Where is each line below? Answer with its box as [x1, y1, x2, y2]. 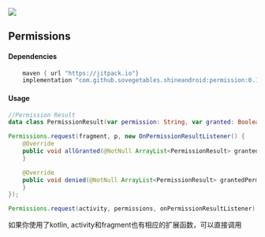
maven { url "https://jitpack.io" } [22, 69, 140, 77]
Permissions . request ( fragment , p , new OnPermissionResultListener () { [8, 132, 245, 141]
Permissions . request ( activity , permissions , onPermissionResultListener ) [8, 205, 256, 213]
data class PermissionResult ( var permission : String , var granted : [8, 118, 235, 126]
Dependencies [8, 51, 58, 61]
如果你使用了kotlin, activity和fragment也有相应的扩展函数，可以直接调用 [8, 220, 242, 230]
